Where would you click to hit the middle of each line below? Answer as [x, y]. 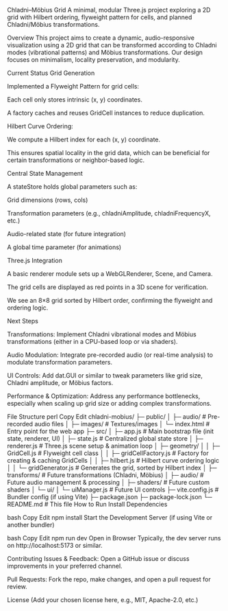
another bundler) [31, 525]
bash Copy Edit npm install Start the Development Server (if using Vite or [110, 517]
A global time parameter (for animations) [64, 247]
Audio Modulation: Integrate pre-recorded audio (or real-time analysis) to [110, 355]
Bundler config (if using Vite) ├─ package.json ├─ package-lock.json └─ [110, 497]
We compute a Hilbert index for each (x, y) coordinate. [84, 139]
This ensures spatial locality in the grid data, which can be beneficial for [109, 153]
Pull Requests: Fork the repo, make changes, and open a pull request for [109, 579]
